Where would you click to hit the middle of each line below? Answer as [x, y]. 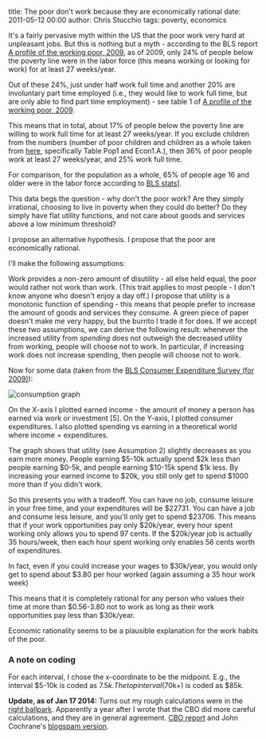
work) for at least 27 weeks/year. [63, 69]
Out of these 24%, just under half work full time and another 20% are [122, 84]
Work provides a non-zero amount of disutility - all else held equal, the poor [133, 279]
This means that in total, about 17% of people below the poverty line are [126, 125]
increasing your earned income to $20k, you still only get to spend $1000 [129, 476]
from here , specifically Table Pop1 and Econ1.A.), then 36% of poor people [130, 151]
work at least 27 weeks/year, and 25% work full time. [96, 159]
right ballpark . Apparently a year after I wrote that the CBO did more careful [132, 710]
